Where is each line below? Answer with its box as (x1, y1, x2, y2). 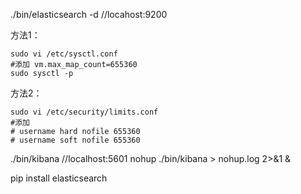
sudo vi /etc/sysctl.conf (10, 49, 118, 59)
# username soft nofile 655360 (10, 135, 141, 145)
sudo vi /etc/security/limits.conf (10, 107, 159, 117)
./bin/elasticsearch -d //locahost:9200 (10, 9, 168, 20)
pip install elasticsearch (10, 172, 108, 184)
